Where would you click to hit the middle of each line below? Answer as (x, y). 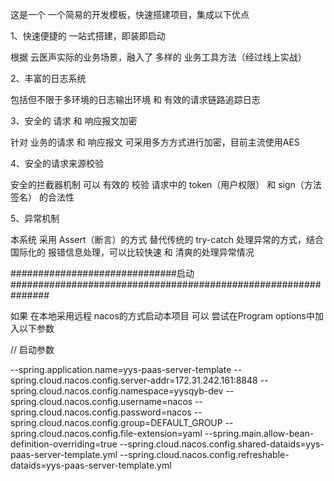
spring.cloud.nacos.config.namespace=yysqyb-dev (117, 391)
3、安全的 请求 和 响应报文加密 (74, 121)
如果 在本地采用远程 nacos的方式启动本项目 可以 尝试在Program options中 (162, 316)
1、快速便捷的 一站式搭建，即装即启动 (88, 36)
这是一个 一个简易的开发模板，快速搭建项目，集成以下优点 (130, 14)
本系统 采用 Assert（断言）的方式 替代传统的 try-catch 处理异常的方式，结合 (167, 239)
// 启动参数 (32, 349)
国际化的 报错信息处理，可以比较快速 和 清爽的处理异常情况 (132, 252)
